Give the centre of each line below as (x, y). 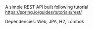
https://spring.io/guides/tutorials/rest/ (44, 12)
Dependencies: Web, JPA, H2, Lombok (45, 22)
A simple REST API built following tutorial (47, 7)
